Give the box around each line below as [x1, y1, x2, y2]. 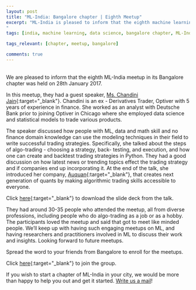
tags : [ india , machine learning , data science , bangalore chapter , [6, 30, 174, 36]
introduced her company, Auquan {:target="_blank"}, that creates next [6, 171, 174, 178]
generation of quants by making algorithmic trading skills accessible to [6, 177, 176, 184]
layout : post [6, 8, 38, 15]
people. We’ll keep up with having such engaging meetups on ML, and [6, 225, 175, 232]
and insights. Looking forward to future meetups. [6, 237, 124, 244]
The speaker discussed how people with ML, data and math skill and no [6, 127, 178, 134]
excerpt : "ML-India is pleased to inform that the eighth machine [6, 19, 171, 25]
